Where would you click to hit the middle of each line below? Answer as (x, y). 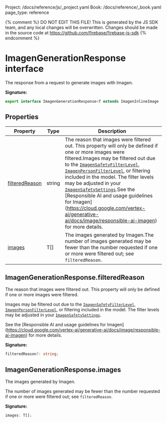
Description (112, 131)
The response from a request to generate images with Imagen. (69, 82)
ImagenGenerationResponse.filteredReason (75, 278)
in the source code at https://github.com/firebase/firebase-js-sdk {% (76, 33)
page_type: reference (27, 12)
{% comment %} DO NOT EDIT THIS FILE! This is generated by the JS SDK (82, 22)
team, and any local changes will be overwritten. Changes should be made (82, 27)
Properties (22, 117)
